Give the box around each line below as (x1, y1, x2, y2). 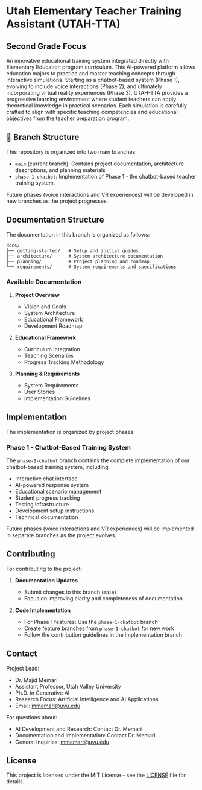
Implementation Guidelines (24, 394, 90, 402)
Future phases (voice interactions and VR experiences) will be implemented (6, 525, 194, 532)
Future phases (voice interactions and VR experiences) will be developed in (6, 191, 194, 198)
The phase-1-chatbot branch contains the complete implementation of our (6, 457, 190, 464)
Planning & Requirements (14, 370, 80, 377)
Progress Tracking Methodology (24, 358, 104, 366)
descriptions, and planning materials (14, 166, 106, 173)
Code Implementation (14, 607, 71, 614)
